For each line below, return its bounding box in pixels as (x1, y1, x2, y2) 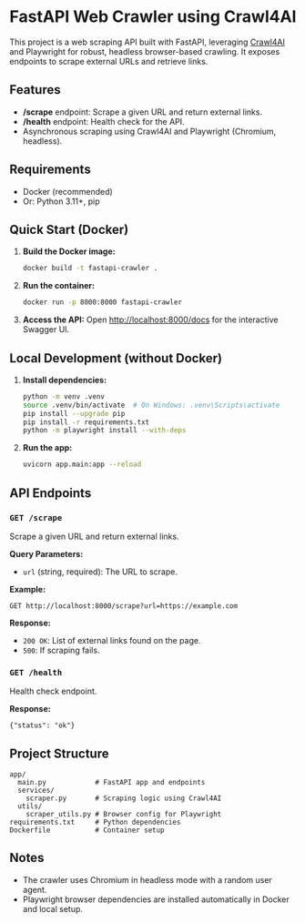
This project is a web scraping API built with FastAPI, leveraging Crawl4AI (9, 36, 285, 47)
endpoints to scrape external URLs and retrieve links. (9, 56, 208, 66)
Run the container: (22, 280, 96, 291)
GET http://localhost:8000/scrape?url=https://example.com (9, 601, 239, 611)
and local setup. (22, 903, 84, 914)
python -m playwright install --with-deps (22, 426, 187, 435)
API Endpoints (9, 485, 92, 501)
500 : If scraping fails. (22, 644, 100, 655)
